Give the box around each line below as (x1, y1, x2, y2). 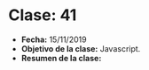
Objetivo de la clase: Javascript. (20, 43, 141, 53)
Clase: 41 (8, 5, 77, 25)
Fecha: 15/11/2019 (20, 34, 87, 45)
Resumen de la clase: (20, 52, 102, 63)
